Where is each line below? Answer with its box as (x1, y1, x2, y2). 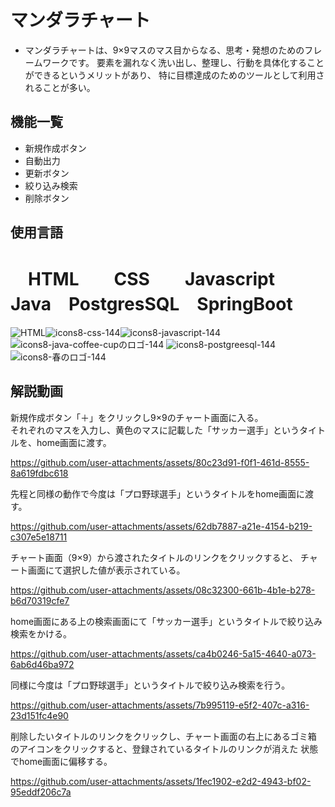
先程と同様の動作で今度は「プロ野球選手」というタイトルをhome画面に (10, 487, 306, 500)
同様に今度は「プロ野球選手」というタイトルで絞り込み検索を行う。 (10, 679, 291, 691)
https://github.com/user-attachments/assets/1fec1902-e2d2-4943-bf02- (10, 775, 312, 787)
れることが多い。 (24, 81, 96, 93)
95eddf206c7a (10, 786, 72, 798)
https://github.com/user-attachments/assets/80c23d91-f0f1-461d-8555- (10, 456, 310, 468)
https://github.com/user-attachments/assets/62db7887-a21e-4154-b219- (10, 520, 313, 532)
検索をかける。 (10, 627, 72, 640)
